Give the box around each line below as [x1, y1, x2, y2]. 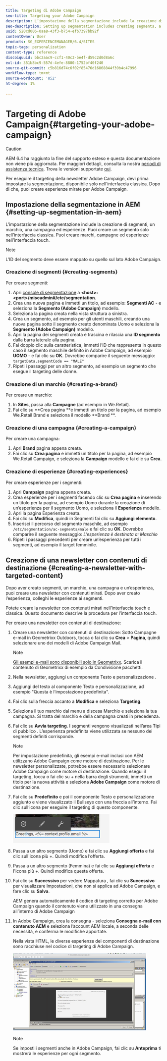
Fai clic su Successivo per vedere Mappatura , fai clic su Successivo [12, 877, 155, 884]
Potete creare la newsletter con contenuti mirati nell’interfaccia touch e [5, 605, 151, 611]
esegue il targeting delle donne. [12, 368, 78, 374]
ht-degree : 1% [5, 81, 35, 86]
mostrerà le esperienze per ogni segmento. [12, 1050, 101, 1056]
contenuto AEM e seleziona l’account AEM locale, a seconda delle [12, 923, 149, 929]
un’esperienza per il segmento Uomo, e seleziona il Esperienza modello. [12, 505, 161, 511]
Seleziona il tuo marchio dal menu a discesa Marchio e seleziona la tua [12, 708, 158, 714]
